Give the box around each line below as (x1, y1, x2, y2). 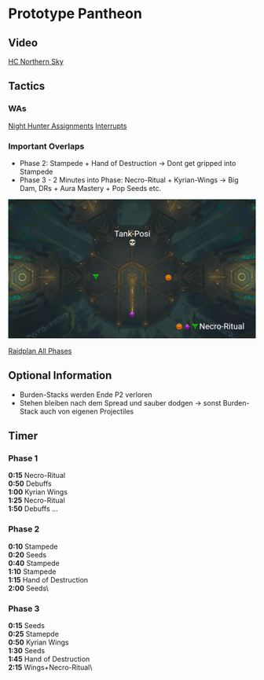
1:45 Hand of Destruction (8, 654, 90, 664)
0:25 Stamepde (8, 630, 59, 639)
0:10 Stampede (8, 542, 58, 551)
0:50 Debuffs (8, 479, 53, 488)
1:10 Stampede (8, 567, 57, 576)
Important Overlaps (8, 141, 85, 152)
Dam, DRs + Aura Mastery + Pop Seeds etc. (19, 183, 162, 193)
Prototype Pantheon (8, 5, 143, 23)
